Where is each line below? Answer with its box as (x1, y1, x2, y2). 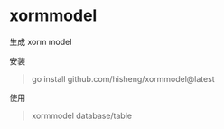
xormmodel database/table (31, 110, 133, 121)
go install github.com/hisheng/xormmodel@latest (31, 73, 215, 84)
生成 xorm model (9, 36, 72, 47)
